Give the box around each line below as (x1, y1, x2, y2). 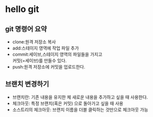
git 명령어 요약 (5, 24, 47, 33)
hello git (5, 3, 39, 15)
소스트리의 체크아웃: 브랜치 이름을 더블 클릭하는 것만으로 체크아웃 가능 (12, 106, 149, 112)
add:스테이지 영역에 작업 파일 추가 (12, 45, 79, 51)
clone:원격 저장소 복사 (12, 39, 56, 44)
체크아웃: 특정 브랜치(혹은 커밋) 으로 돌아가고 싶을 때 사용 (12, 100, 124, 106)
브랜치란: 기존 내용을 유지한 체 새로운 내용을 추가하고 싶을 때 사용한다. (12, 94, 148, 100)
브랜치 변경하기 (5, 80, 49, 88)
